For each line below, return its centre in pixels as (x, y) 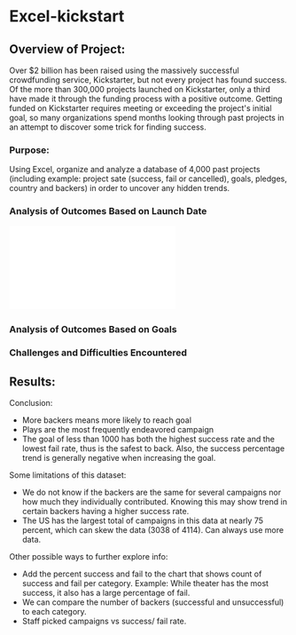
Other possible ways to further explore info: (89, 557)
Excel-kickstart (67, 16)
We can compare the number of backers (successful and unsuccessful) (153, 602)
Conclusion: (31, 403)
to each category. (54, 612)
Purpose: (30, 150)
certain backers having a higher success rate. (105, 512)
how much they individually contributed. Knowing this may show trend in (155, 502)
